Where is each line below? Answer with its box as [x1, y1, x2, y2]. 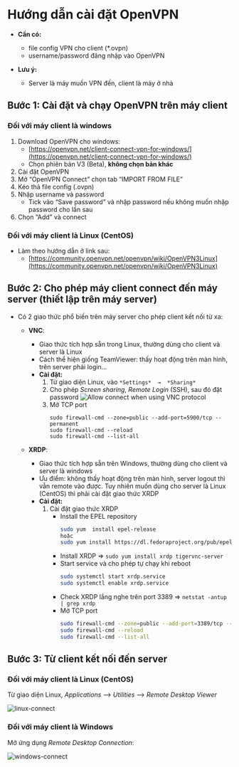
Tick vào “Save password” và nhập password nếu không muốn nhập [28, 197, 229, 206]
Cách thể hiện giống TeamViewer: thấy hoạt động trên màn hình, [38, 355, 228, 364]
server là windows [38, 466, 93, 475]
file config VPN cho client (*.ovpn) [28, 43, 129, 52]
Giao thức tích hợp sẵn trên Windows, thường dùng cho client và [38, 459, 228, 467]
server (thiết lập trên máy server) [7, 293, 158, 305]
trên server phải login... [38, 362, 107, 371]
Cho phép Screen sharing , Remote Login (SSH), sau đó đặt [49, 385, 223, 393]
